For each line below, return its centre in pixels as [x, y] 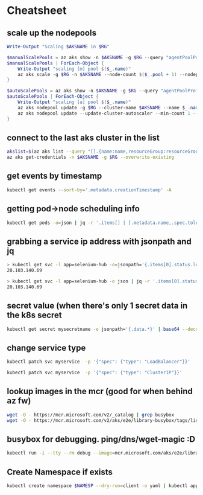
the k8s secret [34, 315]
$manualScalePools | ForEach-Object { [55, 63]
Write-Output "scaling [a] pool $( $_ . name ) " [74, 102]
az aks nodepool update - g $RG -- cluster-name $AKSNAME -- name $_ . [104, 107]
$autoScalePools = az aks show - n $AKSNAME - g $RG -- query [83, 91]
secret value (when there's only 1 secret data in [97, 306]
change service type [46, 348]
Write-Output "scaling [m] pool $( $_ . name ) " [74, 69]
